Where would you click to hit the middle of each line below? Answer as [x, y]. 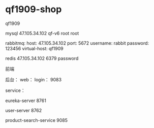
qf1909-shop [34, 9]
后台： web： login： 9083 [34, 79]
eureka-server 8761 [26, 101]
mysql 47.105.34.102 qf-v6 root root [42, 33]
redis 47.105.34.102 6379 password [42, 58]
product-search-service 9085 [36, 120]
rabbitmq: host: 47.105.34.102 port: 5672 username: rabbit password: [77, 43]
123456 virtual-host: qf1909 [34, 48]
